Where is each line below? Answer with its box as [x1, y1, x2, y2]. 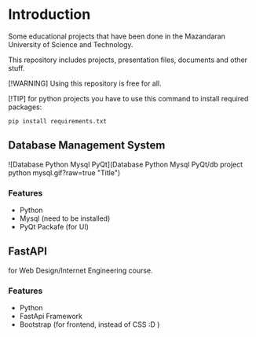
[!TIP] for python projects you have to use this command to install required [8, 93, 249, 103]
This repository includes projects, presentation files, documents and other [8, 55, 248, 64]
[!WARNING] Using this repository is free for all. [8, 79, 163, 88]
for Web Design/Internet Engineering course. [8, 266, 153, 275]
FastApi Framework [19, 312, 83, 321]
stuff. [8, 63, 25, 72]
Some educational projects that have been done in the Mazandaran [8, 31, 225, 41]
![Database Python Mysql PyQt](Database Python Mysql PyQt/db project [8, 159, 243, 169]
